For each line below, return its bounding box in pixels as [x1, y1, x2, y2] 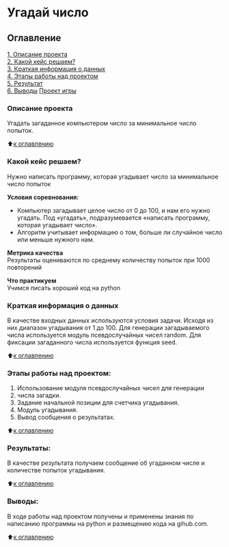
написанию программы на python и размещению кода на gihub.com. [7, 519, 209, 528]
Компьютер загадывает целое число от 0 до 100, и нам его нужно [16, 206, 211, 214]
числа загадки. [16, 392, 62, 400]
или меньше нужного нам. [16, 235, 94, 244]
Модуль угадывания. [16, 406, 78, 414]
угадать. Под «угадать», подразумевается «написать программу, [16, 214, 211, 222]
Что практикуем [7, 276, 57, 285]
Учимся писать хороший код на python [7, 283, 121, 292]
